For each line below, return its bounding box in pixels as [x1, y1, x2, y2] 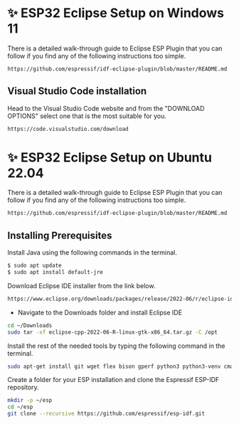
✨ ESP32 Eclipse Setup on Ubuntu [7, 149, 212, 165]
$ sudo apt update [7, 262, 62, 270]
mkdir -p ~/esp [7, 397, 53, 404]
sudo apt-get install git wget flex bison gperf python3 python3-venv [7, 363, 221, 370]
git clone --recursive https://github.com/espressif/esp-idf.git [7, 410, 205, 418]
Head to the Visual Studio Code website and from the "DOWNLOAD [7, 104, 205, 112]
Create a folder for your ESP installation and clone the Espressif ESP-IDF [7, 376, 220, 384]
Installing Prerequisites [7, 229, 112, 241]
